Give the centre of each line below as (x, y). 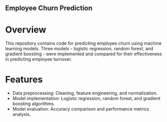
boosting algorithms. (33, 104)
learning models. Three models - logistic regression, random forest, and (79, 49)
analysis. (21, 115)
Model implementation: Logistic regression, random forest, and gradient (86, 99)
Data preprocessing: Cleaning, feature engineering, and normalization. (85, 93)
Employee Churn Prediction (49, 8)
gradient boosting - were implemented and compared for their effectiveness (83, 54)
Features (24, 79)
